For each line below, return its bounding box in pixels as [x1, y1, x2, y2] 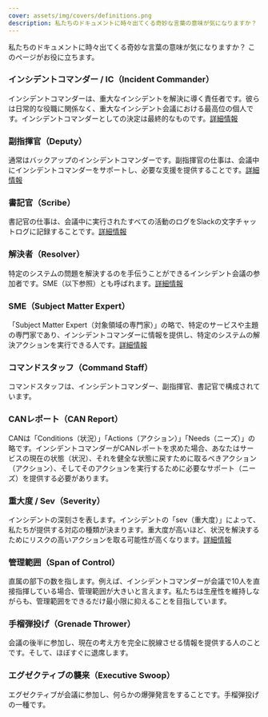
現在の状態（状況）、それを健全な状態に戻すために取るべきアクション [29, 453, 258, 463]
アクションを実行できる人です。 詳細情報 [14, 340, 148, 349]
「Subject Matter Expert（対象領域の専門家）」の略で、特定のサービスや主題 [8, 320, 259, 329]
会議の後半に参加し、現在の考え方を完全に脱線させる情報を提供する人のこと [8, 638, 261, 647]
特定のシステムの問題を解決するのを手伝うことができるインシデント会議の [8, 269, 254, 278]
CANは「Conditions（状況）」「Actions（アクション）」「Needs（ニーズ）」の [8, 433, 256, 443]
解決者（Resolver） [8, 249, 85, 260]
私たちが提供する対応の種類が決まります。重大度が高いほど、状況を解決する [8, 524, 260, 534]
